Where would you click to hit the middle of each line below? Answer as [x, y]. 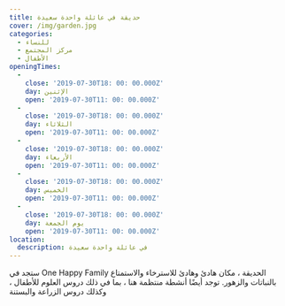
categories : [31, 34]
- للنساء [33, 42]
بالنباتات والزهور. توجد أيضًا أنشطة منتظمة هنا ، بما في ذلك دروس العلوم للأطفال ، [143, 282]
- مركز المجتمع [45, 50]
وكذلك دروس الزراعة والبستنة [58, 292]
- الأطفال [33, 58]
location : [27, 240]
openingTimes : [35, 67]
